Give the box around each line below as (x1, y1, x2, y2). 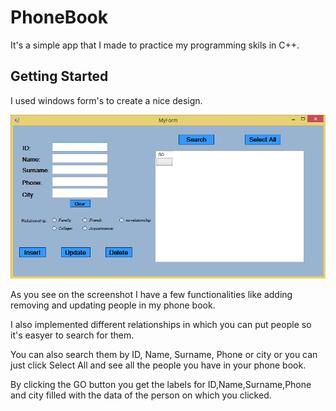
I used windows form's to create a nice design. (10, 94, 203, 106)
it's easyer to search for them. (10, 329, 135, 341)
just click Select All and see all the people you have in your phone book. (10, 359, 307, 371)
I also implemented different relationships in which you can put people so (10, 318, 312, 330)
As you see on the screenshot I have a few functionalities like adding (10, 288, 293, 300)
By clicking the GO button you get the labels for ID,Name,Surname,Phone (10, 378, 312, 390)
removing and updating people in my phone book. (10, 299, 216, 311)
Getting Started (10, 68, 109, 85)
